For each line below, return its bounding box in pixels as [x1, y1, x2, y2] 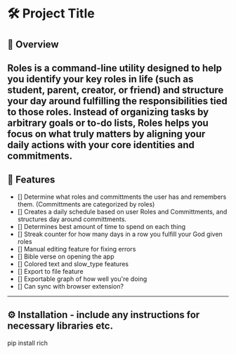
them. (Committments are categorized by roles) [17, 199, 155, 208]
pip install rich [7, 339, 48, 347]
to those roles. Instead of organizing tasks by [7, 106, 209, 118]
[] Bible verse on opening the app [17, 252, 114, 261]
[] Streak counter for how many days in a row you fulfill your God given [17, 230, 223, 238]
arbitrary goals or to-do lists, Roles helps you [7, 117, 209, 129]
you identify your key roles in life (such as [7, 73, 194, 85]
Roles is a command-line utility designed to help [7, 62, 223, 74]
